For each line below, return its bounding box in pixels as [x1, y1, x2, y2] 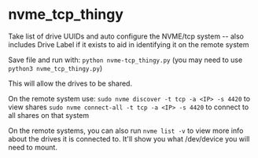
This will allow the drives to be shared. [8, 79, 132, 88]
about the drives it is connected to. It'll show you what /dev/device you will [8, 134, 250, 143]
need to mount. [8, 142, 57, 152]
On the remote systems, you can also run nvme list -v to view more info [8, 126, 244, 135]
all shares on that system [8, 110, 89, 119]
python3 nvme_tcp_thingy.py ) [8, 63, 103, 72]
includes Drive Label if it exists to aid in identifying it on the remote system [8, 39, 249, 49]
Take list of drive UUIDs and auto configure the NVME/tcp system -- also [8, 31, 244, 41]
